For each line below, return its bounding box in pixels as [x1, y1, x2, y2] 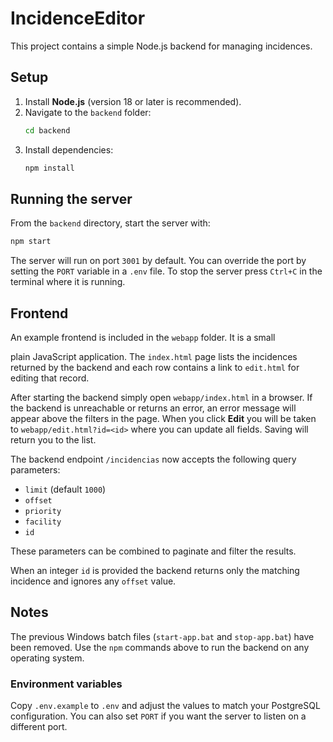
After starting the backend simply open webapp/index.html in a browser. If [10, 392, 313, 403]
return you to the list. [10, 434, 97, 446]
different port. [10, 721, 68, 733]
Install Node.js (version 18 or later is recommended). [24, 95, 242, 107]
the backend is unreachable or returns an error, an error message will [10, 402, 297, 414]
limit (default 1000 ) [24, 483, 107, 495]
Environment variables [10, 677, 123, 691]
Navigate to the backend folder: [24, 106, 152, 118]
